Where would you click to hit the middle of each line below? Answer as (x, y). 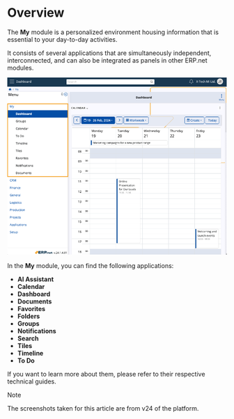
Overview (36, 13)
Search (28, 338)
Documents (34, 301)
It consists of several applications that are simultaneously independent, (109, 53)
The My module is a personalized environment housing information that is (113, 32)
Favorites (31, 309)
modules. (21, 68)
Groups (28, 324)
